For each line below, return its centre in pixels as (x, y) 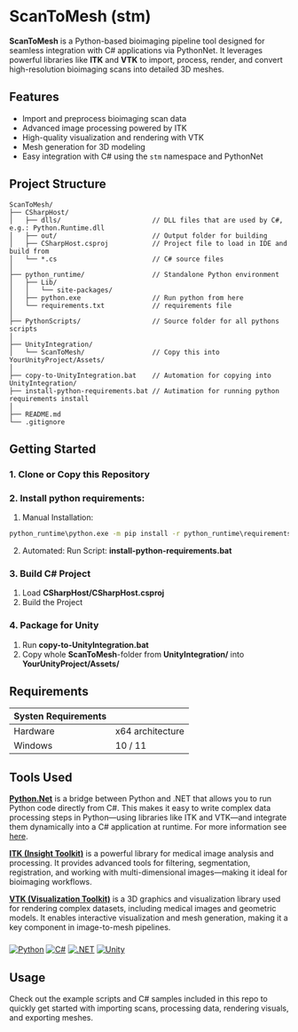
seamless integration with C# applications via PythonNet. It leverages (136, 50)
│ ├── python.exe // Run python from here (126, 298)
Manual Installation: (58, 517)
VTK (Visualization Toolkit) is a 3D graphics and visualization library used (145, 899)
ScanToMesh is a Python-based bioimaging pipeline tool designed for (137, 41)
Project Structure (58, 184)
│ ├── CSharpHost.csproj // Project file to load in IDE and (149, 243)
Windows (33, 745)
